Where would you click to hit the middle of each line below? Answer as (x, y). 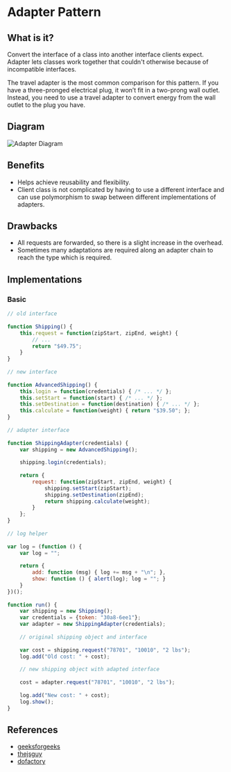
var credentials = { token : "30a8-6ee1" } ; (80, 618)
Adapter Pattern (54, 12)
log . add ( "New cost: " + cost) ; (65, 695)
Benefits (26, 165)
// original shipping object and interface (84, 637)
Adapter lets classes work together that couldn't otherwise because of (108, 62)
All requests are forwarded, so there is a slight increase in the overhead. (120, 243)
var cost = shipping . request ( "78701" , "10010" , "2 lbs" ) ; (105, 650)
